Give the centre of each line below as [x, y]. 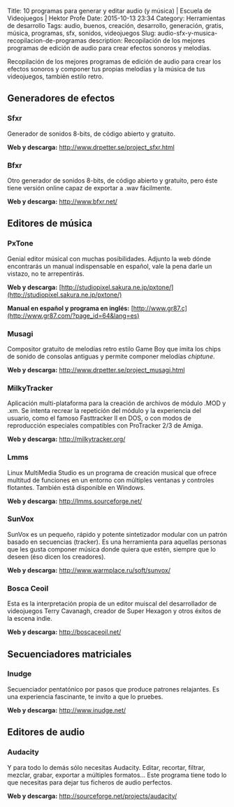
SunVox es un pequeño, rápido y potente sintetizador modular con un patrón [117, 534]
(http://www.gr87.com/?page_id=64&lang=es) [73, 316]
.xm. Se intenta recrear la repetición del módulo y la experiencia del [104, 411]
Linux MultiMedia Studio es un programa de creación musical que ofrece [112, 472]
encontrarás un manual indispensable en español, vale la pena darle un [110, 266]
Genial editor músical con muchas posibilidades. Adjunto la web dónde [109, 258]
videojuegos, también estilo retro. [56, 76]
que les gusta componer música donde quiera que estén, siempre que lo [112, 549]
